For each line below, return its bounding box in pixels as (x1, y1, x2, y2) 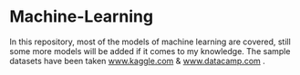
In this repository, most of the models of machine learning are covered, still (9, 36, 292, 47)
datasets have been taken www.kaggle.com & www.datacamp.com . (9, 55, 266, 66)
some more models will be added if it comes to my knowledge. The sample (9, 45, 291, 56)
